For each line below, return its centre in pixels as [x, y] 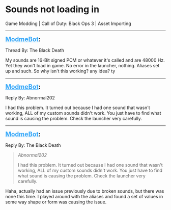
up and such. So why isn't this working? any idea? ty [60, 71]
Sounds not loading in [52, 9]
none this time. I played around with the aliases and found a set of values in [84, 196]
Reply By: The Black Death [33, 145]
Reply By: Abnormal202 [30, 97]
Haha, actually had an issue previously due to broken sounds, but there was [85, 191]
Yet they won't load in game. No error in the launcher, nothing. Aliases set [82, 65]
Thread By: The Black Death [35, 50]
